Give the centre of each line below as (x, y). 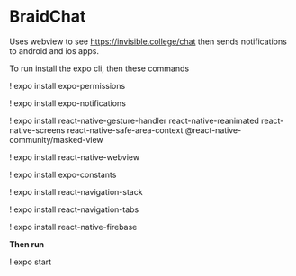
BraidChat (48, 17)
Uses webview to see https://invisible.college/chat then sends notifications (148, 41)
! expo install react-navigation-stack (76, 191)
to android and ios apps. (54, 50)
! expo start (31, 262)
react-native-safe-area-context (125, 130)
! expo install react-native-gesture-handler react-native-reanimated (134, 120)
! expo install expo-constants (63, 174)
